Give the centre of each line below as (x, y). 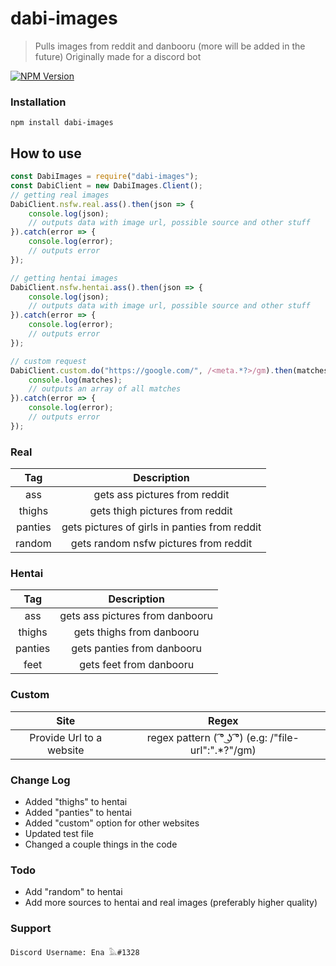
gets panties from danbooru (137, 649)
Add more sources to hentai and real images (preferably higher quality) (171, 903)
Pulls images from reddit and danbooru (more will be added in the (170, 46)
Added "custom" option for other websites (112, 823)
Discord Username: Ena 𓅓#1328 (75, 952)
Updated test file (59, 833)
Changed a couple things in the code (101, 844)
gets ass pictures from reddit (161, 495)
